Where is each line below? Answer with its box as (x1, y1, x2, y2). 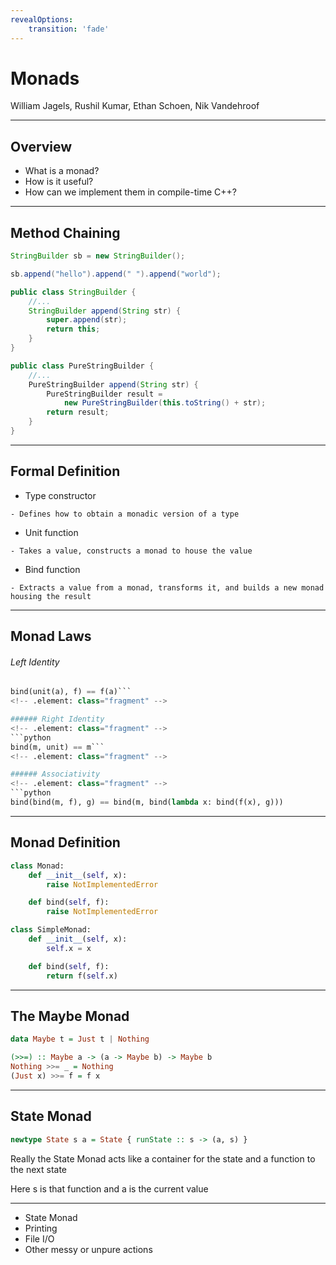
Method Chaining (10, 224, 121, 241)
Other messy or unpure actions (24, 1243, 153, 1255)
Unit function (24, 526, 79, 538)
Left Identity (10, 656, 60, 668)
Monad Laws (10, 628, 92, 645)
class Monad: (10, 861, 65, 871)
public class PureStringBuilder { (10, 361, 155, 371)
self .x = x (46, 943, 92, 953)
